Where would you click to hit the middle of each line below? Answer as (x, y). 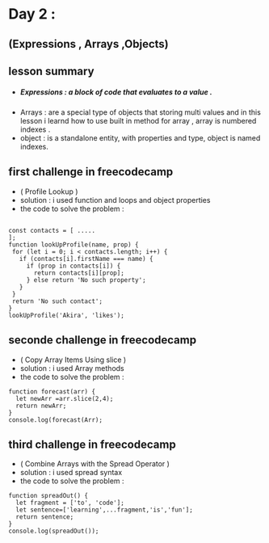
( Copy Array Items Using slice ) (73, 360)
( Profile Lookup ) (49, 192)
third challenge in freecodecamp (92, 444)
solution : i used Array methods (72, 368)
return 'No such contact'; (57, 301)
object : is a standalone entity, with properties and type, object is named (140, 137)
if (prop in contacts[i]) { (74, 266)
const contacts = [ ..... (52, 230)
